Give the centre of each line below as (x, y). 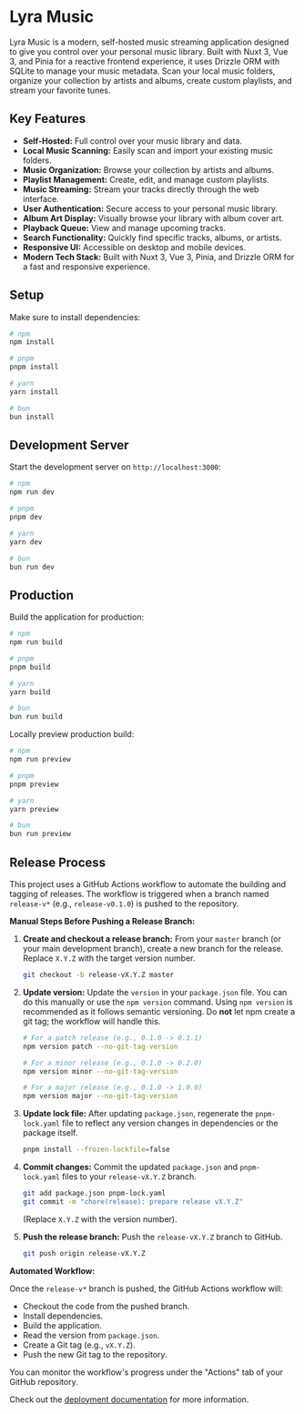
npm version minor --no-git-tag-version (100, 1071)
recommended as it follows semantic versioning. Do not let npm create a (159, 1011)
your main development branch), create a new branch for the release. (153, 949)
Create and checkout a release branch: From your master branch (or (152, 939)
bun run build (36, 717)
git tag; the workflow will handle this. (91, 1021)
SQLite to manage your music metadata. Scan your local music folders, (142, 71)
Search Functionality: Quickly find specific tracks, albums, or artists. (152, 237)
